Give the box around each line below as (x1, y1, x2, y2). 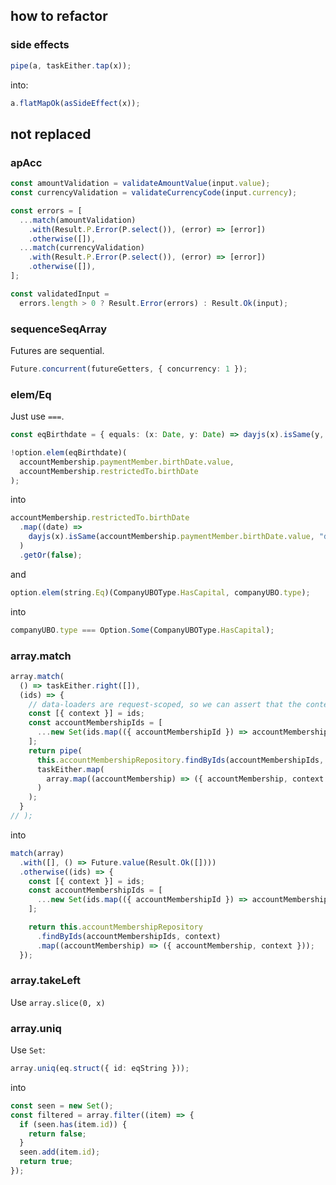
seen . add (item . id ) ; (19, 1147, 101, 1158)
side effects (10, 38, 70, 52)
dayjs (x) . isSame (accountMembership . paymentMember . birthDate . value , (28, 532, 315, 542)
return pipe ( (28, 745, 83, 756)
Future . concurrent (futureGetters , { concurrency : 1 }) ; (10, 364, 248, 374)
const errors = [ (10, 205, 83, 216)
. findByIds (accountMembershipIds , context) (36, 931, 222, 941)
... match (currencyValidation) (19, 243, 145, 253)
